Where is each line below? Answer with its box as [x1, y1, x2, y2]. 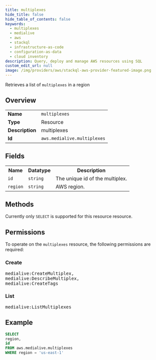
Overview [5, 96, 37, 105]
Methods [5, 200, 34, 209]
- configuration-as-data [10, 49, 62, 54]
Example [5, 318, 33, 327]
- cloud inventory [10, 54, 49, 59]
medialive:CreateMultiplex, [5, 270, 74, 276]
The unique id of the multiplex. [55, 175, 127, 182]
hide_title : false [5, 12, 44, 17]
